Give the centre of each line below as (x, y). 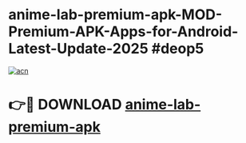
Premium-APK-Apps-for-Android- (123, 32)
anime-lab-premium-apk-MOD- (115, 15)
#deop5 (178, 49)
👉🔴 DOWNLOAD (65, 105)
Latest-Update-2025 (79, 49)
